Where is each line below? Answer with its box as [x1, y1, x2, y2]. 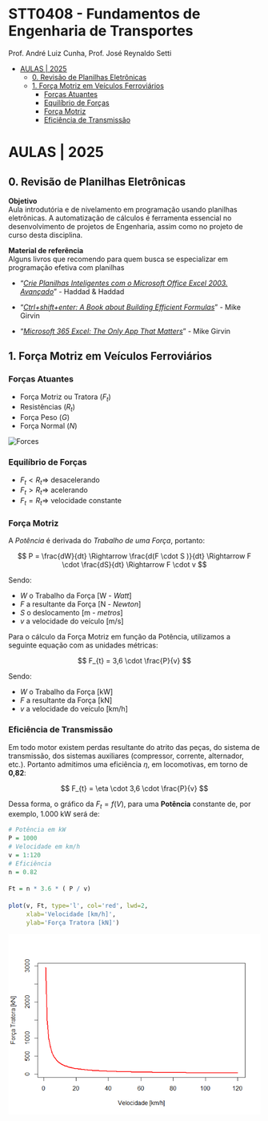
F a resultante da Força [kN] [19, 696, 113, 705]
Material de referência [8, 245, 84, 255]
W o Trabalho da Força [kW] [19, 687, 114, 697]
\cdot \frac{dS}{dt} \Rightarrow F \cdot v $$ [62, 560, 207, 570]
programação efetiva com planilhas [8, 262, 125, 272]
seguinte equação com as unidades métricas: [8, 640, 158, 650]
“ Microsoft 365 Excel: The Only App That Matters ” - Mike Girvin [19, 326, 230, 336]
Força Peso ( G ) [19, 413, 70, 422]
